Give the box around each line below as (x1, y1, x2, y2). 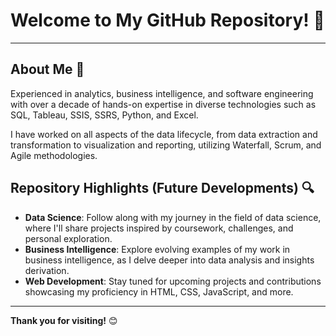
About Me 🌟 (10, 61, 85, 78)
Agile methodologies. (10, 149, 98, 161)
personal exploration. (24, 232, 113, 244)
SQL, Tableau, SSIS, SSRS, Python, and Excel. (10, 109, 199, 121)
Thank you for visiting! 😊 (10, 314, 118, 326)
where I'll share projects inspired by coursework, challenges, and (24, 222, 294, 234)
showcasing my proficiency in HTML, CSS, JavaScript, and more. (24, 285, 294, 298)
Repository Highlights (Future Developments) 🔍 (10, 180, 315, 197)
